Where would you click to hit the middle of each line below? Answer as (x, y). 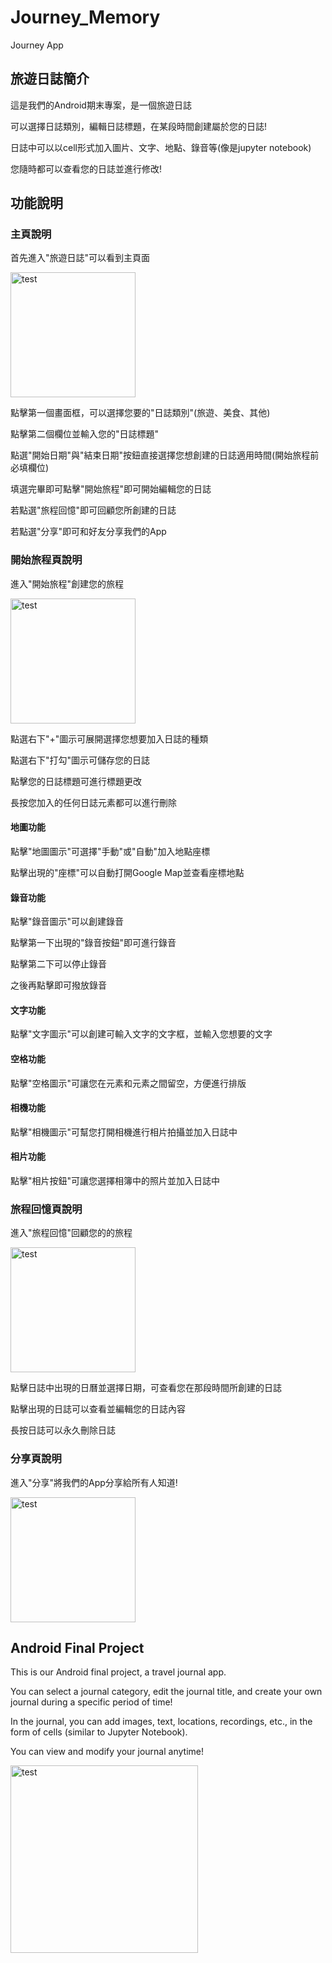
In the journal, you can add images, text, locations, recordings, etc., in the (161, 1722)
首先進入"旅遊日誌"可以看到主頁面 (80, 258)
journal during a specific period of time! (91, 1702)
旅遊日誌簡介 (50, 79)
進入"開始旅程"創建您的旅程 (67, 583)
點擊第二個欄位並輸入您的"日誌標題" (85, 434)
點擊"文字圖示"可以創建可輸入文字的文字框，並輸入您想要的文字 (141, 1034)
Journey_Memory (85, 17)
